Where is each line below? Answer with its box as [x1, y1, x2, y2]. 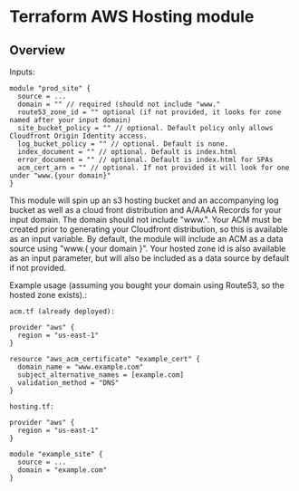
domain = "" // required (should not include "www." [17, 100, 221, 109]
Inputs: [9, 66, 35, 77]
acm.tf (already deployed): [9, 307, 116, 316]
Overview [9, 43, 66, 58]
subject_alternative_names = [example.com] [17, 371, 184, 380]
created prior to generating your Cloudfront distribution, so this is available [9, 224, 288, 235]
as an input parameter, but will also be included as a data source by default [9, 253, 290, 264]
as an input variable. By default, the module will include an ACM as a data [9, 234, 284, 244]
